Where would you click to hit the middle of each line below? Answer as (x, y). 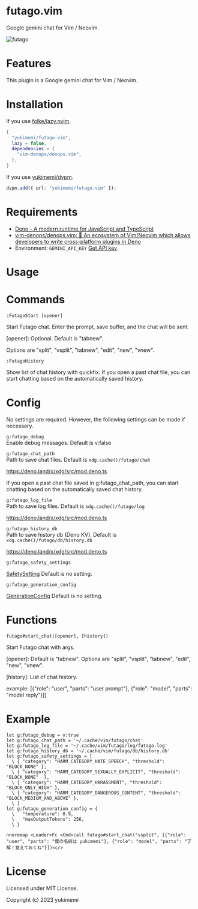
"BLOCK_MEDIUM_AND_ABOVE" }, (43, 798)
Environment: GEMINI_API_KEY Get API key (66, 248)
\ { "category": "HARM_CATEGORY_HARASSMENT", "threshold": (87, 782)
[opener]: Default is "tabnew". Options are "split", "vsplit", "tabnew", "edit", (98, 659)
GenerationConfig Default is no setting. (55, 596)
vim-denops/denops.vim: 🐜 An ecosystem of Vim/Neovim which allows (103, 235)
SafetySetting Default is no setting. (49, 573)
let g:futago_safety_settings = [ (49, 756)
